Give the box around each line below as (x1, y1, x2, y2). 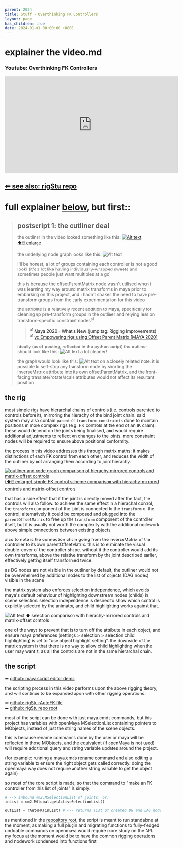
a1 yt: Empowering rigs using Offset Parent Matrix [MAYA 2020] (29, 333, 158, 340)
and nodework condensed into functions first (5, 838, 97, 844)
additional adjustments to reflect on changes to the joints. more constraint (5, 433, 155, 439)
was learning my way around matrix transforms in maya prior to (17, 286, 146, 292)
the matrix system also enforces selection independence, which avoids (5, 587, 149, 593)
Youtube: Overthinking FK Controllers (5, 65, 98, 72)
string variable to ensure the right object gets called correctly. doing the (5, 760, 151, 766)
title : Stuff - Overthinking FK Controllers (5, 12, 98, 17)
